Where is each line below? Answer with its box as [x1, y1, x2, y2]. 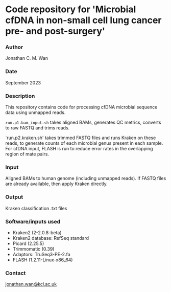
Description [5, 92, 35, 99]
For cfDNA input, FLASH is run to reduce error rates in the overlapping [5, 146, 153, 152]
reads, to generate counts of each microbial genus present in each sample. [5, 140, 163, 146]
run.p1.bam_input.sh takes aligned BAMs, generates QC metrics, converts [5, 119, 162, 126]
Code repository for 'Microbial [5, 4, 136, 15]
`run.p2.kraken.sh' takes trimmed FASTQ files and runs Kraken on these [5, 134, 156, 141]
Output [5, 193, 23, 200]
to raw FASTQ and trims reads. [5, 125, 70, 131]
